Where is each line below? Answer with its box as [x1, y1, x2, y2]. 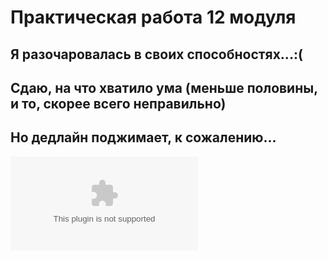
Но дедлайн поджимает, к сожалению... [10, 129, 277, 146]
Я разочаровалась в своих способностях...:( [10, 46, 303, 63]
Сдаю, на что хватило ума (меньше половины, [10, 79, 318, 96]
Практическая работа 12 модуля [10, 6, 297, 29]
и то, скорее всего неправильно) [10, 95, 227, 112]
